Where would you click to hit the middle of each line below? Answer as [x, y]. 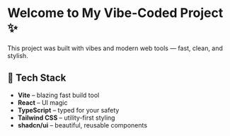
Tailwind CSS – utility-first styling [66, 118]
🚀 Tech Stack [37, 78]
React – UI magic [42, 102]
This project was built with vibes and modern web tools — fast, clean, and [115, 48]
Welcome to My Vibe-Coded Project [115, 13]
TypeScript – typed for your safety [68, 110]
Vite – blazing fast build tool [58, 95]
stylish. [18, 55]
